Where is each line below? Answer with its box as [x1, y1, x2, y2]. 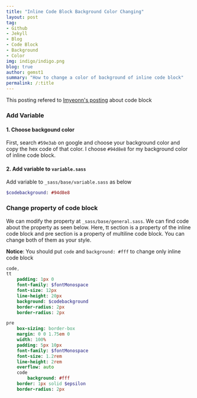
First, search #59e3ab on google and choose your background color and [6, 139, 180, 146]
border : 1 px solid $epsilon [17, 381, 86, 387]
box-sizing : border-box [17, 326, 76, 332]
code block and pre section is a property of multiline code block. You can [6, 230, 185, 237]
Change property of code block [6, 204, 98, 212]
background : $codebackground [17, 298, 89, 304]
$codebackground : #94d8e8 [6, 190, 70, 196]
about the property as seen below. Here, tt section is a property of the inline [6, 223, 191, 231]
